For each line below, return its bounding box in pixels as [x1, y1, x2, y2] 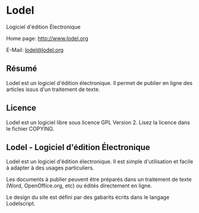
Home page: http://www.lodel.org [6, 35, 88, 42]
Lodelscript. [6, 200, 36, 207]
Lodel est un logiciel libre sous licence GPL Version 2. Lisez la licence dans [6, 118, 191, 126]
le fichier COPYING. [6, 125, 55, 132]
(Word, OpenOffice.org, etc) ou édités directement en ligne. [6, 182, 153, 189]
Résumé [6, 64, 38, 74]
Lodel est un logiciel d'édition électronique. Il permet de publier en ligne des [6, 79, 192, 86]
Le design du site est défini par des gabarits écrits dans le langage [6, 194, 170, 201]
